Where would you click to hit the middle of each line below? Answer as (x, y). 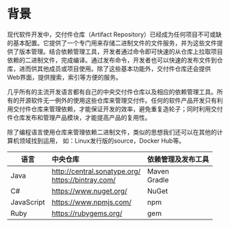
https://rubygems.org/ (87, 213)
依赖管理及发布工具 (178, 159)
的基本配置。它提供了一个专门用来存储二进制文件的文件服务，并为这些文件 (112, 43)
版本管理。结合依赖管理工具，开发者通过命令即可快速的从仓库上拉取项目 (121, 51)
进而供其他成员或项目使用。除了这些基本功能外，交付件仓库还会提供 (115, 69)
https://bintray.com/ (84, 180)
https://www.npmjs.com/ (92, 202)
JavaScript (28, 202)
